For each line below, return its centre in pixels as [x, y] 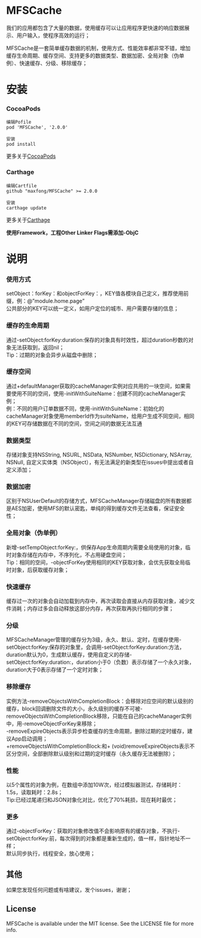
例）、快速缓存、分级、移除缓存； [47, 63]
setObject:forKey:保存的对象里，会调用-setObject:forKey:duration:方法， [95, 647]
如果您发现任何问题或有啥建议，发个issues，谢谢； [69, 889]
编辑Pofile [19, 122]
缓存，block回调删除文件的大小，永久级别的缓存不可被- [74, 708]
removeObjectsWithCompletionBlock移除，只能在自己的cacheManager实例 [99, 716]
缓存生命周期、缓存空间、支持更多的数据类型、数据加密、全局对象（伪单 [95, 55]
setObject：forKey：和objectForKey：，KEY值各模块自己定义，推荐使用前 [98, 293]
